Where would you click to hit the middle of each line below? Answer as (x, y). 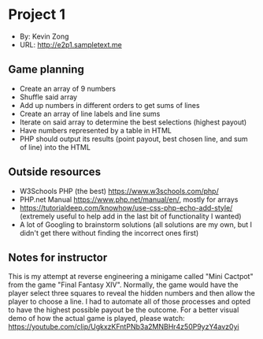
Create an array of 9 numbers (68, 88)
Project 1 (37, 15)
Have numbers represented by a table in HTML (95, 130)
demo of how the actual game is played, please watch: (96, 319)
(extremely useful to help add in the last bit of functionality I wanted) (130, 216)
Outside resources (54, 172)
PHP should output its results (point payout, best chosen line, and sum (133, 139)
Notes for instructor (58, 257)
